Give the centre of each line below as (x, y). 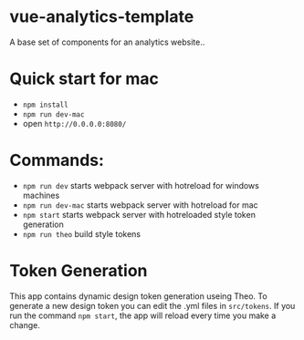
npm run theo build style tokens (82, 233)
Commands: (57, 160)
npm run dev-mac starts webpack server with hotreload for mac (140, 205)
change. (25, 325)
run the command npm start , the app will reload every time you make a (143, 315)
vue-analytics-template (102, 17)
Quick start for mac (84, 79)
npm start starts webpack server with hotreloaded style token (139, 214)
